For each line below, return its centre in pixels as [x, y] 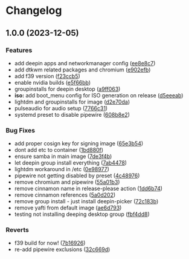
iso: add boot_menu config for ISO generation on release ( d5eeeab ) [99, 95]
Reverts [18, 230]
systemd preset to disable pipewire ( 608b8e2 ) [72, 114]
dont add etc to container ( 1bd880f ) [59, 150]
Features [19, 50]
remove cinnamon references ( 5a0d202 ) [65, 195]
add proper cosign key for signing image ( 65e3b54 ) [79, 143]
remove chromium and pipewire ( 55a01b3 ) [67, 182]
